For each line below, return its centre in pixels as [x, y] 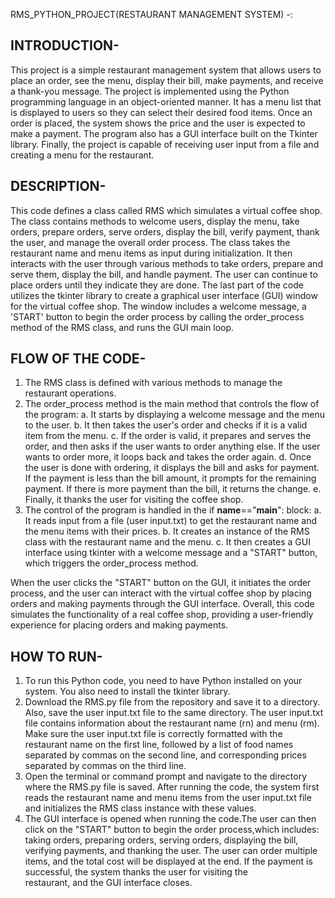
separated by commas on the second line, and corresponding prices [165, 755]
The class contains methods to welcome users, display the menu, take [155, 221]
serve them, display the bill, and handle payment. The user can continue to [164, 274]
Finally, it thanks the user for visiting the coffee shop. [134, 500]
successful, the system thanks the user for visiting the [136, 872]
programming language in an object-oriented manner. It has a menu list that [166, 101]
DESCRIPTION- [58, 186]
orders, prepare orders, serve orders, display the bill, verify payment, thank [165, 231]
